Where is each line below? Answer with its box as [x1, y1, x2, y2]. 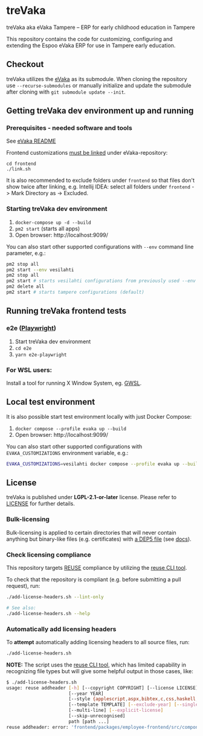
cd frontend [6, 161, 36, 167]
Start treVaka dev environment [14, 338, 91, 345]
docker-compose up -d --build [14, 219, 92, 225]
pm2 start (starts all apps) [14, 225, 80, 232]
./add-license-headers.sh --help [6, 610, 91, 616]
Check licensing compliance [6, 550, 92, 559]
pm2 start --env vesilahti [6, 266, 74, 273]
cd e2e [14, 345, 32, 351]
